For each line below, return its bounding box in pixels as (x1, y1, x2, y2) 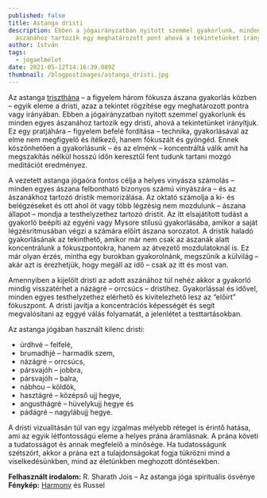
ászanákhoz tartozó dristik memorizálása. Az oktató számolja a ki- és (8, 192, 235, 202)
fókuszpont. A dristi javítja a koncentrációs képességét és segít (8, 300, 215, 310)
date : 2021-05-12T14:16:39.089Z (8, 64, 115, 71)
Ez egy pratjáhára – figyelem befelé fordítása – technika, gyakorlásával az (8, 126, 249, 136)
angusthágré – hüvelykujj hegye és (19, 399, 134, 408)
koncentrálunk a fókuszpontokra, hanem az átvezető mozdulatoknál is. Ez (8, 243, 250, 253)
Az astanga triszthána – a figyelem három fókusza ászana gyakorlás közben (8, 92, 257, 102)
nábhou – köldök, (19, 382, 77, 392)
